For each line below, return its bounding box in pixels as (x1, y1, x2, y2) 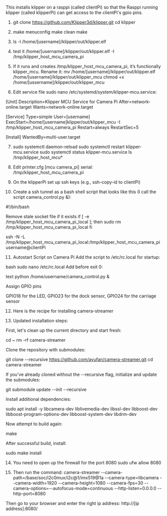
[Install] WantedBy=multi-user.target (5, 134, 80, 140)
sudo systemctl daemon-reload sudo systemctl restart (12, 144, 125, 150)
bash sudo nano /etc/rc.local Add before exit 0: (5, 264, 103, 270)
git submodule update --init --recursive (5, 386, 87, 392)
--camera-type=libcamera (104, 475, 159, 480)
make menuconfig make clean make (12, 29, 88, 35)
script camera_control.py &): (12, 194, 71, 200)
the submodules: (5, 377, 40, 382)
